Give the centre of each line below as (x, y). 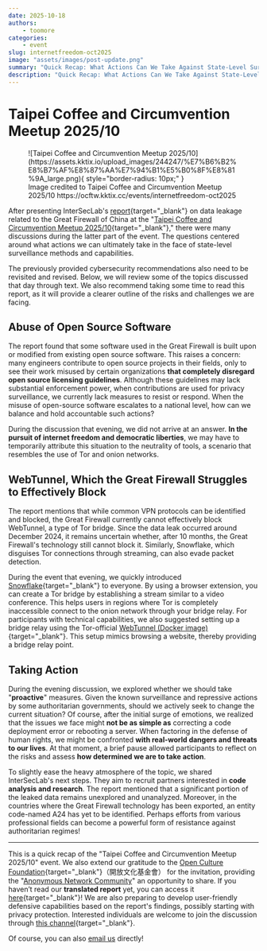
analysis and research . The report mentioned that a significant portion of (128, 789)
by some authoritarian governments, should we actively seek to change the (132, 706)
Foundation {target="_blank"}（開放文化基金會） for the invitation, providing (132, 872)
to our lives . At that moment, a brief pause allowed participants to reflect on (132, 748)
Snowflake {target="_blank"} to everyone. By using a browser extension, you (133, 586)
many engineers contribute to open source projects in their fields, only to (128, 363)
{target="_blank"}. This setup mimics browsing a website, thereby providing (132, 636)
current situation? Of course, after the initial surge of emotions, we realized (131, 714)
